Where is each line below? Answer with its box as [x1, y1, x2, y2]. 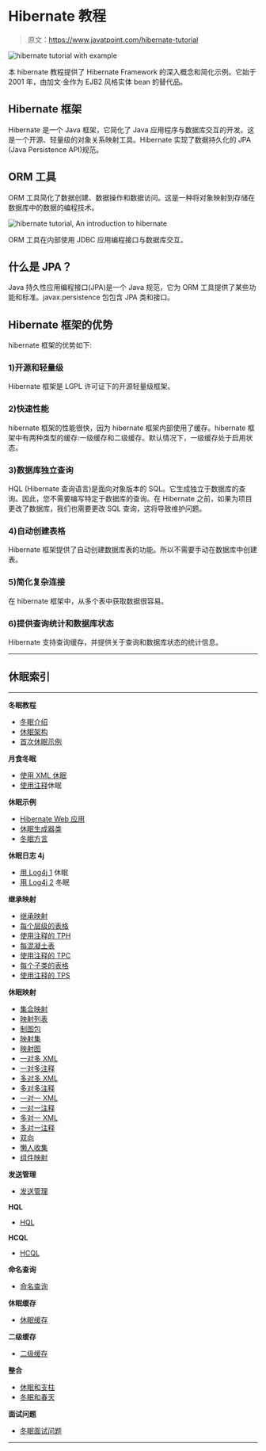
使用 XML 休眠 [19, 770, 67, 780]
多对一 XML [19, 1113, 58, 1122]
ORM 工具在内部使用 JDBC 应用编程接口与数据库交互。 [8, 234, 188, 244]
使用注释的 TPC [19, 950, 71, 960]
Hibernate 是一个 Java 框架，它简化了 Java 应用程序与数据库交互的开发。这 [8, 124, 255, 135]
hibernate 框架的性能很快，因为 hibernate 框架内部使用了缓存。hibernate [8, 423, 246, 432]
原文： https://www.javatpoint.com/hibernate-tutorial [27, 35, 199, 44]
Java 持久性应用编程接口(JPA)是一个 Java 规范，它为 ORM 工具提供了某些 [8, 283, 249, 292]
